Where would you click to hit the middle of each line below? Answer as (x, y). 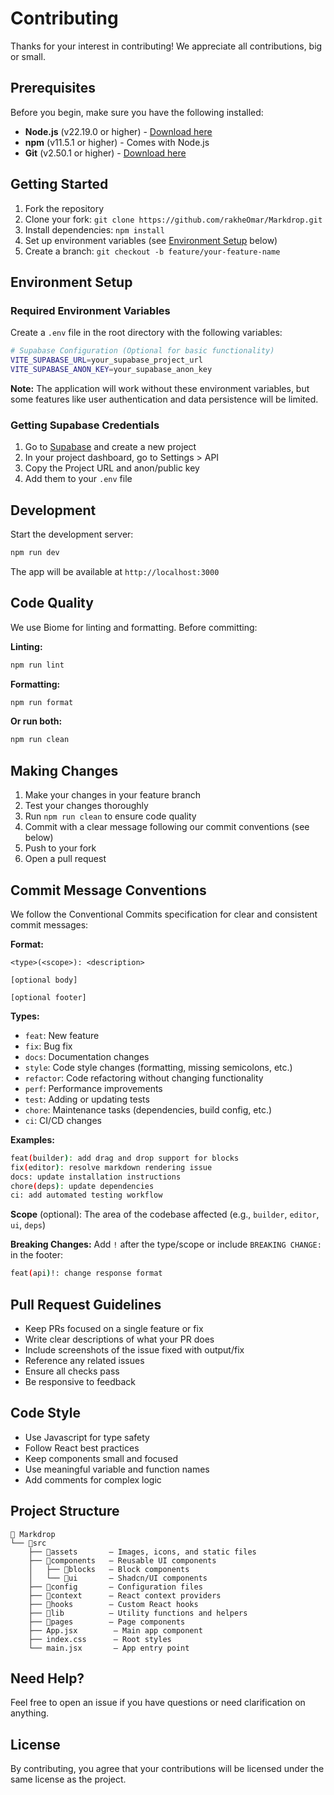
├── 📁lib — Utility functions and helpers (138, 1613)
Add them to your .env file (78, 479)
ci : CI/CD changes (63, 1120)
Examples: (32, 1139)
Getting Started (59, 184)
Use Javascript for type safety (87, 1437)
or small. (28, 56)
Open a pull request (65, 859)
